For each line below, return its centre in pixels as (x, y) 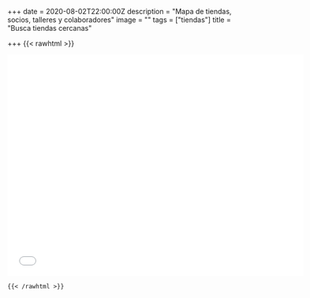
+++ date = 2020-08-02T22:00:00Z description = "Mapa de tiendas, (120, 11)
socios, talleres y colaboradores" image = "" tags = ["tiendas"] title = (120, 20)
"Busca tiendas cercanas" (50, 28)
